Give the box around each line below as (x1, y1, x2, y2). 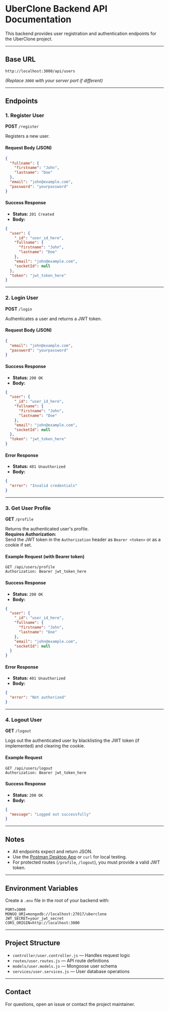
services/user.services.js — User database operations (12, 968, 130, 974)
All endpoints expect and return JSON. (12, 848, 93, 855)
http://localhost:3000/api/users (5, 69, 75, 74)
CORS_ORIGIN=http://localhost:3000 (5, 920, 80, 925)
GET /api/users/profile (5, 565, 55, 570)
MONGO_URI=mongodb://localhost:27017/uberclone (5, 912, 107, 917)
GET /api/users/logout (5, 766, 53, 771)
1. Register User (5, 112, 44, 119)
